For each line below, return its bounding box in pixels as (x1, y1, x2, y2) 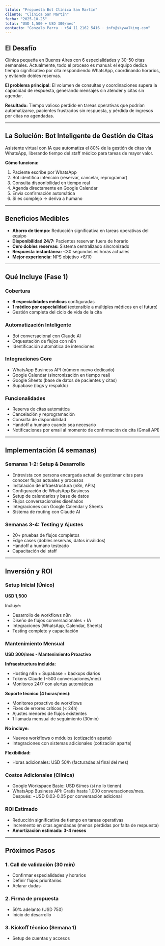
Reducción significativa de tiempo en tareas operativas (12, 817, 124, 823)
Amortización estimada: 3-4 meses (12, 828, 86, 833)
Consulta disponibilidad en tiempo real (12, 180, 90, 186)
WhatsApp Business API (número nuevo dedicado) (12, 366, 115, 373)
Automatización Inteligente (5, 321, 72, 328)
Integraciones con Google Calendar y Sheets (12, 503, 103, 509)
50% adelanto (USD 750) (12, 907, 63, 912)
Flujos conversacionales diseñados (12, 498, 83, 504)
